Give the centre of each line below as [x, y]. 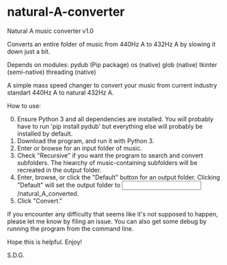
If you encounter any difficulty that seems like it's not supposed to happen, [112, 214]
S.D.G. [16, 255]
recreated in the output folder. [59, 170]
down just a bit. [29, 51]
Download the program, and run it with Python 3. [85, 140]
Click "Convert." [40, 201]
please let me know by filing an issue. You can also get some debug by [107, 221]
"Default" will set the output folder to [69, 185]
